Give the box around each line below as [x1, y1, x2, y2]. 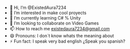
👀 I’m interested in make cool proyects [9, 10, 87, 16]
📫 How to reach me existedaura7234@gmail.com [9, 26, 110, 31]
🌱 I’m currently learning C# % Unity [9, 15, 81, 21]
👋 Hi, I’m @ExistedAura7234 [9, 5, 67, 10]
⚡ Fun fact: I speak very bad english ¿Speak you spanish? [9, 38, 126, 44]
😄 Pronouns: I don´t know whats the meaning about [9, 33, 114, 39]
